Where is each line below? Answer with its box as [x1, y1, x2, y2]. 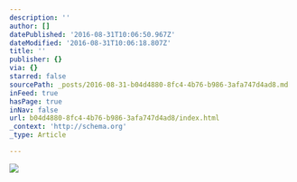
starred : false [9, 72, 67, 81]
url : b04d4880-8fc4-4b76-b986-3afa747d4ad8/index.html [9, 114, 220, 123]
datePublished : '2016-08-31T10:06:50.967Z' [9, 30, 176, 39]
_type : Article [9, 131, 67, 140]
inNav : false [9, 105, 59, 114]
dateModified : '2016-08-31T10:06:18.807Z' [9, 38, 172, 48]
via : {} [9, 64, 39, 73]
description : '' [9, 13, 70, 23]
